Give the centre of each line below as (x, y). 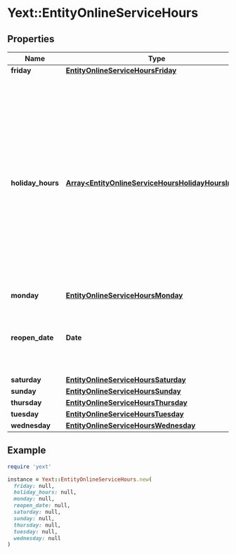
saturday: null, (37, 512)
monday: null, (34, 499)
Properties (31, 39)
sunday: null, (34, 518)
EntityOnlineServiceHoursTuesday (125, 414)
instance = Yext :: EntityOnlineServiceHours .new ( (80, 479)
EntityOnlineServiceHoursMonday (124, 295)
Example (27, 450)
